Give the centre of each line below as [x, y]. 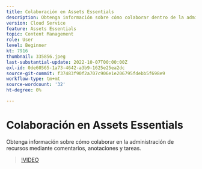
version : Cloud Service [36, 23]
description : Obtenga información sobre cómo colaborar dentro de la [95, 17]
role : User [20, 40]
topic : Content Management [40, 34]
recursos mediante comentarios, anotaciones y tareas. [74, 148]
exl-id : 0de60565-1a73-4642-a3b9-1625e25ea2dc [66, 68]
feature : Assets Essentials [41, 29]
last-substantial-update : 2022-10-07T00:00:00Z [67, 62]
